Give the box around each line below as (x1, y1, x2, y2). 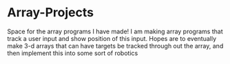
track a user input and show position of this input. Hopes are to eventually (7, 34, 217, 42)
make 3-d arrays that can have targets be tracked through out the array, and (7, 42, 224, 50)
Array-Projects (7, 5, 94, 20)
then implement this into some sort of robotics (7, 49, 138, 57)
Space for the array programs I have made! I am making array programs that (7, 27, 223, 35)
